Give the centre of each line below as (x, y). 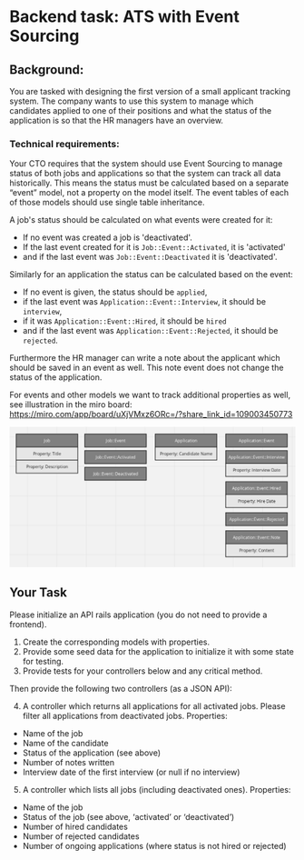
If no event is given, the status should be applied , (115, 292)
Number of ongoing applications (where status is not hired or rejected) (155, 845)
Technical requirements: (64, 144)
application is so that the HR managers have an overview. (117, 120)
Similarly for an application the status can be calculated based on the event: (151, 275)
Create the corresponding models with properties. (116, 642)
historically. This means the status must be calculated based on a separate (149, 183)
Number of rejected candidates (81, 836)
